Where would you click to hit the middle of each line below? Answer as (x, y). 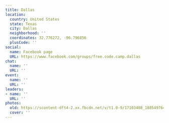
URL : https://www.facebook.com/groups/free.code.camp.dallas (75, 56)
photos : (13, 103)
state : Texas (23, 24)
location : (16, 15)
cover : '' (20, 113)
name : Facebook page (31, 52)
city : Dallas (23, 29)
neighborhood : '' (28, 33)
